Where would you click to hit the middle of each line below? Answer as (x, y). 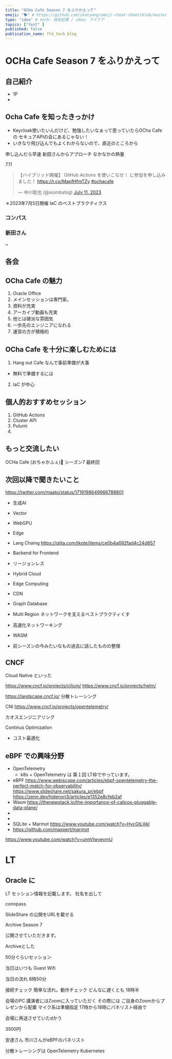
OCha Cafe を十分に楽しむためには (61, 349)
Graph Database (30, 604)
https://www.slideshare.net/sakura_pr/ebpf (58, 792)
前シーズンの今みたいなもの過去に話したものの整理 (67, 646)
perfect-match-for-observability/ (47, 786)
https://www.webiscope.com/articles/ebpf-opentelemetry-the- (91, 780)
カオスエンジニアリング (30, 717)
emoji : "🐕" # (20, 15)
